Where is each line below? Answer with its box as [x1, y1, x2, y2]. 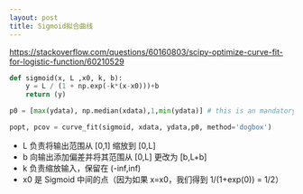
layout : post [9, 13, 59, 23]
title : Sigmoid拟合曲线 [9, 22, 93, 31]
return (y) [25, 90, 67, 99]
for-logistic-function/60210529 [9, 56, 124, 67]
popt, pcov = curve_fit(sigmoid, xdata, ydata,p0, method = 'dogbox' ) [9, 123, 272, 132]
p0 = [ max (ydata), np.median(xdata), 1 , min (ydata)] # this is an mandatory [9, 106, 297, 115]
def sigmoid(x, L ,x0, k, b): [9, 73, 124, 82]
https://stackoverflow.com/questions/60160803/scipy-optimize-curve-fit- [9, 46, 284, 57]
